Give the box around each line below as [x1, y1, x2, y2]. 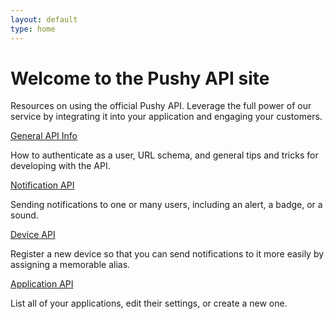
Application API [10, 278, 74, 290]
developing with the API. [10, 160, 111, 172]
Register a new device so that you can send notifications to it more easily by [10, 248, 325, 260]
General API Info [10, 130, 78, 142]
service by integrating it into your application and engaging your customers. [10, 111, 323, 123]
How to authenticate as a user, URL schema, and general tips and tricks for [10, 149, 319, 161]
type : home [10, 24, 56, 34]
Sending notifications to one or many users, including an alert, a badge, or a [10, 199, 323, 211]
